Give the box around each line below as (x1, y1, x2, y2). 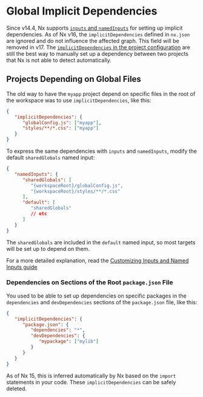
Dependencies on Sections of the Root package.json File (6, 278, 174, 287)
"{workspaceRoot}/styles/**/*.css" (30, 188, 121, 195)
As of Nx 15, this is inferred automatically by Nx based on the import (6, 372, 176, 379)
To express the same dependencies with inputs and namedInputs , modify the (6, 147, 198, 155)
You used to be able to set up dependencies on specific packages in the (6, 292, 187, 299)
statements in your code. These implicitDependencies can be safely (6, 378, 176, 385)
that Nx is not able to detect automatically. (6, 56, 112, 64)
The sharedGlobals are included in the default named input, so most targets (6, 238, 196, 246)
